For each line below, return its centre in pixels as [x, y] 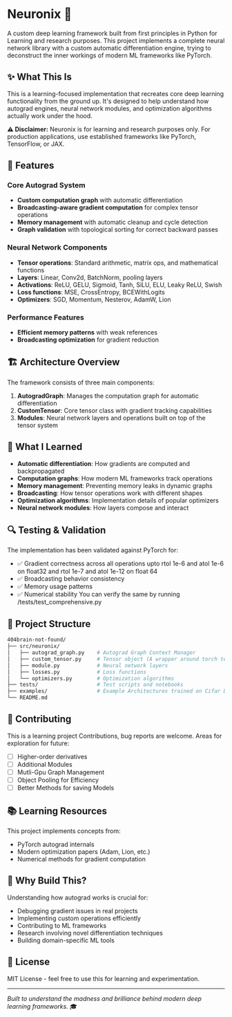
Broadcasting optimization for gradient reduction [88, 340]
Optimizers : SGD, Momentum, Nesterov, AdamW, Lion [94, 299]
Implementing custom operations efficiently [79, 918]
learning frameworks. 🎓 [42, 1006]
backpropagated [41, 471]
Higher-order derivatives [52, 756]
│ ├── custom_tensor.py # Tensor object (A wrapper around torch [112, 659]
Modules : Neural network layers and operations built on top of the [111, 418]
